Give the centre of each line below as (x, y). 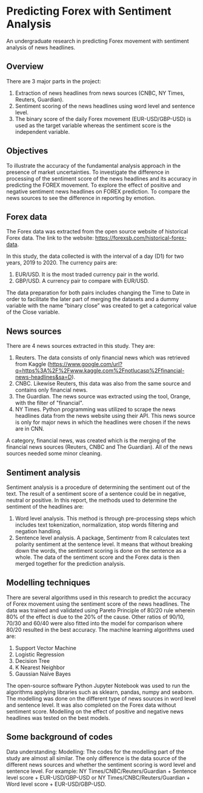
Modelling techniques (48, 583)
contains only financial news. (51, 390)
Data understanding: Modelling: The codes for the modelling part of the (95, 752)
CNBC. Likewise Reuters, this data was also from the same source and (103, 384)
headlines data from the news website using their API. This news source (105, 416)
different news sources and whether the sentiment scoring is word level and (101, 764)
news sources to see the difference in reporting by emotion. (81, 198)
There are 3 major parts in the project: (54, 81)
